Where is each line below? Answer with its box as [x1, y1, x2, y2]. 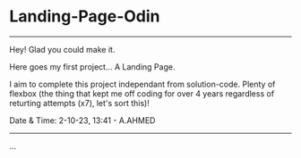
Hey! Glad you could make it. [9, 44, 116, 54]
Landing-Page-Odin [9, 6, 160, 27]
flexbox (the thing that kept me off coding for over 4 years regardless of [9, 87, 275, 99]
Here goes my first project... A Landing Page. [9, 61, 176, 72]
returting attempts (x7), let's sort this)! [9, 97, 150, 108]
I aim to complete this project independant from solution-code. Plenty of [9, 79, 276, 89]
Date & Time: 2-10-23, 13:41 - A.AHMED [9, 114, 156, 126]
